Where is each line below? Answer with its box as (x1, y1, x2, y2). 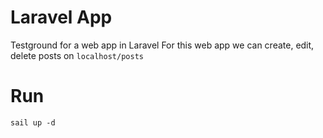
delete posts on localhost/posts (10, 49, 144, 61)
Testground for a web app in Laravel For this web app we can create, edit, (10, 39, 315, 51)
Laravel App (10, 6, 113, 29)
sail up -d (10, 117, 56, 128)
